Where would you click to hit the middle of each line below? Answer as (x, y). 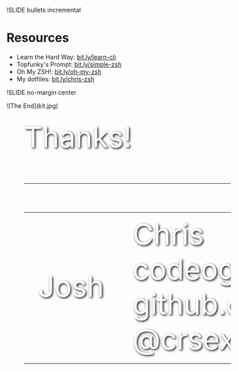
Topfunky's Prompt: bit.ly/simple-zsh (69, 64)
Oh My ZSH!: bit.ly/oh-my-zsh (59, 71)
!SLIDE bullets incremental (44, 10)
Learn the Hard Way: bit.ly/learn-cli (66, 57)
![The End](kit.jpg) (32, 106)
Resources (38, 38)
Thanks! (78, 137)
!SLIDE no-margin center (41, 92)
